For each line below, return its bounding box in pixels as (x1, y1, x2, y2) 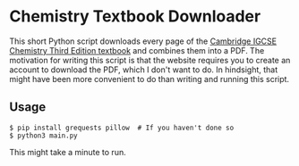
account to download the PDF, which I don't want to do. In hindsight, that (9, 64, 278, 75)
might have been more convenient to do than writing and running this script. (9, 73, 289, 84)
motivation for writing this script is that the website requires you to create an (9, 54, 291, 65)
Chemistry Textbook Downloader (9, 6, 261, 27)
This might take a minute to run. (9, 146, 127, 157)
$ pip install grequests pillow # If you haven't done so (9, 123, 235, 132)
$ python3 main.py (9, 131, 78, 140)
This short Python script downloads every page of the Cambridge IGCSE (9, 36, 278, 46)
